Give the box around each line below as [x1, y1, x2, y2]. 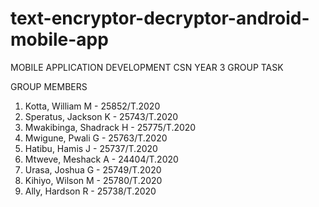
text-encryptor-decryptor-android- [10, 7, 310, 30]
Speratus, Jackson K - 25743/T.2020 [24, 110, 179, 122]
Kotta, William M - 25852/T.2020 [24, 100, 161, 112]
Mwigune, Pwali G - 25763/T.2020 [24, 132, 168, 144]
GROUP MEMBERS [10, 80, 88, 92]
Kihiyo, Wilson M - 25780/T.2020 [24, 174, 163, 186]
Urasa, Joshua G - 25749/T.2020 [24, 163, 162, 176]
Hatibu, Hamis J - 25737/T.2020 [24, 142, 158, 154]
